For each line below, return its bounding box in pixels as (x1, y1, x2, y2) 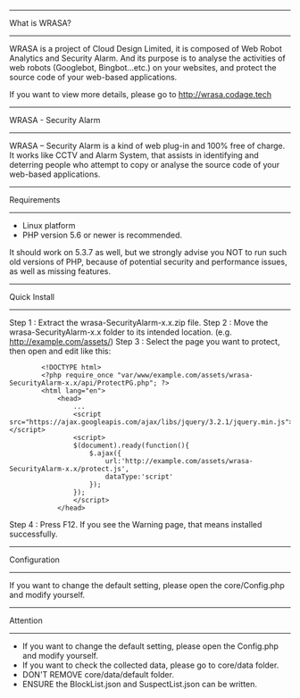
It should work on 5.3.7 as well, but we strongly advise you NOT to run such (9, 247, 287, 257)
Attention (9, 615, 43, 626)
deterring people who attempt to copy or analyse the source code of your (9, 160, 280, 170)
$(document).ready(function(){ (72, 441, 190, 450)
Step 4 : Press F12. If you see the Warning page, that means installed (9, 519, 262, 529)
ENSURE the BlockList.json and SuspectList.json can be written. (21, 679, 257, 689)
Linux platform (21, 220, 76, 230)
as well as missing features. (9, 266, 112, 277)
